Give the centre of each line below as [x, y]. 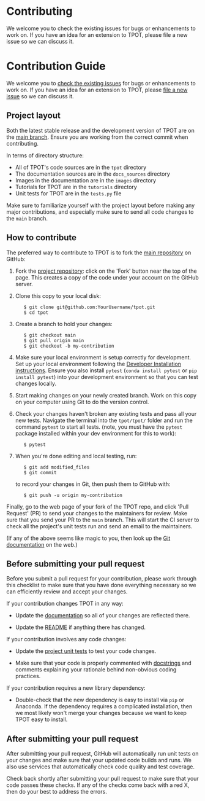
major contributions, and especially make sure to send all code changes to [100, 212]
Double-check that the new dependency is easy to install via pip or [100, 700]
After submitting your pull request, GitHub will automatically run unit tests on [102, 754]
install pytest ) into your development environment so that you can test [107, 377]
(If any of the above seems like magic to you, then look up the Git [88, 538]
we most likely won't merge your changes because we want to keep [101, 713]
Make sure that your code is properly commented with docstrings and [103, 663]
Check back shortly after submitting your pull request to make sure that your [102, 779]
